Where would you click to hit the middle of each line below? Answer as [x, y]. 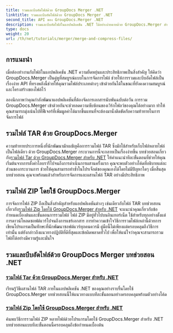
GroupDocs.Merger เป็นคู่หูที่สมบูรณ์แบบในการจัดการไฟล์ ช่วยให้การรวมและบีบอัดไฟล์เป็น [85, 78]
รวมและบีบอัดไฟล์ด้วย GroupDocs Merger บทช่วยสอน [80, 255]
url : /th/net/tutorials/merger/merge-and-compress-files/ [69, 39]
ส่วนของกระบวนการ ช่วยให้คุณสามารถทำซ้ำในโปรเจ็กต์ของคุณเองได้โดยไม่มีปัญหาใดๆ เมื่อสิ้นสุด [86, 169]
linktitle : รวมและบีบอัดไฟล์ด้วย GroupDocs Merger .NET [59, 15]
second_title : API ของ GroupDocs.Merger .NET [55, 20]
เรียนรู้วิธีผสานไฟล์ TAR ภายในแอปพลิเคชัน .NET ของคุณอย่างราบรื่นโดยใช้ [70, 289]
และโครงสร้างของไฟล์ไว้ [26, 89]
